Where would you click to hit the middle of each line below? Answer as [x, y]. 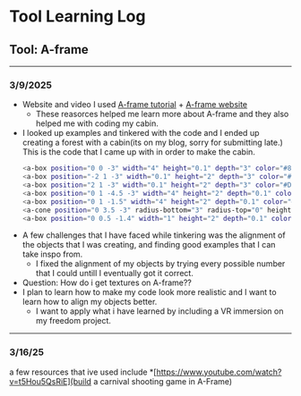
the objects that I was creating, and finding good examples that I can [149, 245]
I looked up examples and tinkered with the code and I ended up [141, 133]
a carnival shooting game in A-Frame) [163, 381]
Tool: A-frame [49, 50]
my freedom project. [73, 321]
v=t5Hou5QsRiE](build [51, 381]
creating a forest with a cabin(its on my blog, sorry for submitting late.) [153, 143]
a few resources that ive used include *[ [83, 372]
